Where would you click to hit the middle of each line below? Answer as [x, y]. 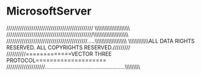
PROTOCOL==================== [57, 60]
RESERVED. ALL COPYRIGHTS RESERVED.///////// [68, 47]
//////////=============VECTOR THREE [59, 54]
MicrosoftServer [49, 11]
